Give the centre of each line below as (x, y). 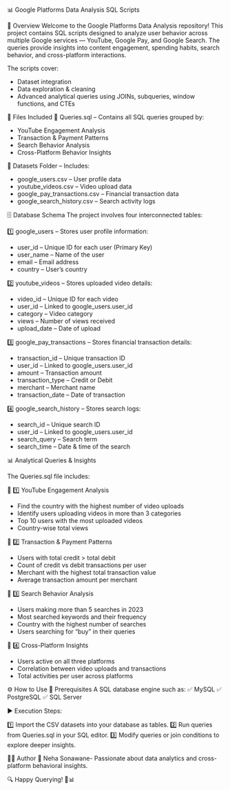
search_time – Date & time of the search (74, 446)
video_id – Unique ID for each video (67, 299)
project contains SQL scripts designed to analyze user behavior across (107, 33)
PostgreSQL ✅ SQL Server (45, 697)
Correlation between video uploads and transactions (92, 669)
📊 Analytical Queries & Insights (52, 460)
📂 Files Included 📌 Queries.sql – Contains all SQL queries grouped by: (106, 117)
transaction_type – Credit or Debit (65, 380)
